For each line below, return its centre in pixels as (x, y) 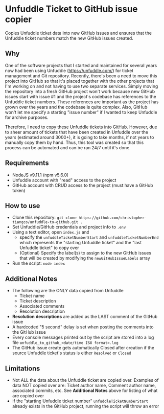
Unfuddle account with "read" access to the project (64, 180)
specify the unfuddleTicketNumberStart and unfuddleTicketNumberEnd (89, 237)
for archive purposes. (27, 117)
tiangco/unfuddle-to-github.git (45, 222)
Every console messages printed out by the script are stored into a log (83, 337)
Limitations (23, 368)
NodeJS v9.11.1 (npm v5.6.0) (40, 175)
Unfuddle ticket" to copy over (49, 248)
